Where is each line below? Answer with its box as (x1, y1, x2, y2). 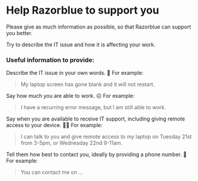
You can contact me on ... (20, 169, 83, 176)
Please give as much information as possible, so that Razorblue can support (6, 23, 191, 30)
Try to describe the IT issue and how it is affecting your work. (6, 41, 155, 48)
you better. (6, 29, 33, 36)
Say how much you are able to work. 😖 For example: (6, 93, 135, 100)
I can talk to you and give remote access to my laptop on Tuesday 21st (20, 133, 192, 140)
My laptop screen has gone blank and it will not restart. (20, 81, 155, 88)
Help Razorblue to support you (6, 4, 160, 17)
